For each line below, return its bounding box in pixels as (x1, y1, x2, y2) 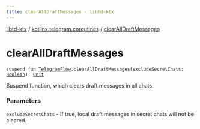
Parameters (6, 97, 41, 105)
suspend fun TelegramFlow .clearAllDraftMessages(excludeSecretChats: (6, 66, 184, 72)
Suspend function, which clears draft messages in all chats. (6, 82, 154, 89)
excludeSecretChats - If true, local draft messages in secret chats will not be (6, 110, 194, 118)
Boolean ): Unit (6, 71, 44, 77)
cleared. (6, 116, 27, 124)
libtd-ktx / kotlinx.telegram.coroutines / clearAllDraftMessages (6, 25, 160, 32)
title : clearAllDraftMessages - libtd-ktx (6, 8, 114, 15)
